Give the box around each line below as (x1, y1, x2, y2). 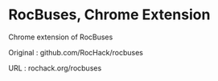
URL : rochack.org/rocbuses (8, 63, 102, 73)
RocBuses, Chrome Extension (8, 6, 211, 24)
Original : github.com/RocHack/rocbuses (8, 47, 143, 57)
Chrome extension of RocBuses (8, 32, 113, 42)
